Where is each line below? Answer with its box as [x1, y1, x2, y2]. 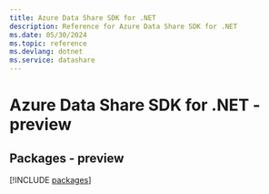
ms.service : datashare [9, 56, 95, 65]
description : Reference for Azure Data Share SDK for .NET [9, 22, 238, 31]
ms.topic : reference [9, 38, 88, 48]
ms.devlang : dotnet [9, 47, 84, 56]
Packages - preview [9, 150, 125, 166]
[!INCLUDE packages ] [9, 175, 92, 185]
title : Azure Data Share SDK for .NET [9, 13, 156, 23]
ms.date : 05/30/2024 [9, 30, 88, 39]
